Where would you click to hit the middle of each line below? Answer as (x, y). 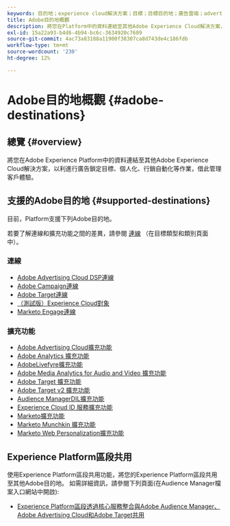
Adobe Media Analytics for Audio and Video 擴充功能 (91, 373)
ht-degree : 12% (29, 58)
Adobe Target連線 (42, 294)
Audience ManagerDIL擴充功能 (61, 399)
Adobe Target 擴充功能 (49, 382)
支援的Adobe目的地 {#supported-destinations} (109, 201)
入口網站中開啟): (36, 492)
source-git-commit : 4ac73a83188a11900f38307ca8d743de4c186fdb (98, 39)
